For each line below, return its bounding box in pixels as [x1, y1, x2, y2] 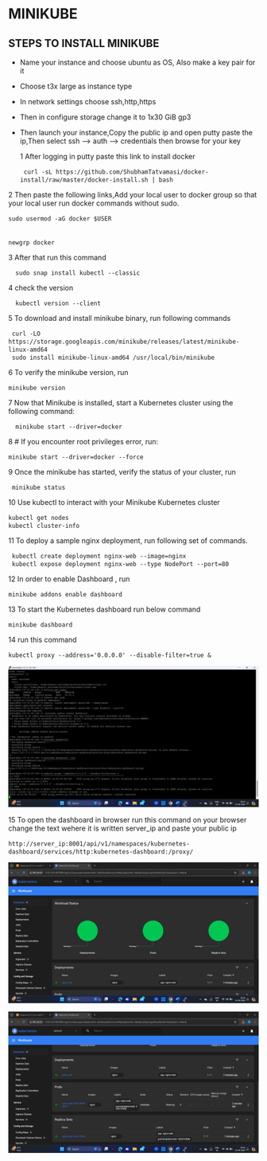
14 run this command [8, 635, 77, 644]
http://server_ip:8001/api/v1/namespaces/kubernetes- [8, 839, 191, 848]
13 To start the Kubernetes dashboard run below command [8, 604, 201, 614]
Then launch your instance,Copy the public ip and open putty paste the [19, 128, 253, 137]
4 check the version [8, 283, 74, 292]
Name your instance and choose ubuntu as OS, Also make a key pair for [19, 57, 256, 67]
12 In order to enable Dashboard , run [8, 574, 130, 584]
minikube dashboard [8, 621, 73, 629]
